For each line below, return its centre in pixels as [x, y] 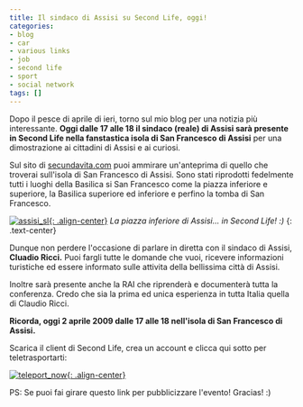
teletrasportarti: [38, 357]
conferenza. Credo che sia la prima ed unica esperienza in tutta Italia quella [150, 294]
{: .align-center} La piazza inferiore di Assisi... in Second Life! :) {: [170, 221]
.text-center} [33, 230]
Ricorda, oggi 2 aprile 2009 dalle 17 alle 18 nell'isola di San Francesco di [146, 321]
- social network [42, 85]
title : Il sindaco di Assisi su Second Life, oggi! [108, 18]
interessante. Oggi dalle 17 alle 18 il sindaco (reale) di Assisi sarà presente [149, 128]
